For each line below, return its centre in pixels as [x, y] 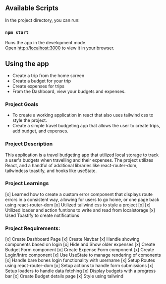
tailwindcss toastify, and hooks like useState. [51, 171]
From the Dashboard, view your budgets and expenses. [69, 91]
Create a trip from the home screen [48, 75]
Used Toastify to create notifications [42, 215]
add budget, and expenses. [40, 131]
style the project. [29, 120]
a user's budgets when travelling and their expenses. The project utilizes [79, 160]
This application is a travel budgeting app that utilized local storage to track [82, 155]
